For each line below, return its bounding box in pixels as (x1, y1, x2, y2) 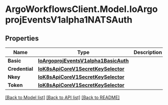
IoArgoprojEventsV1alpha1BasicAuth (37, 57, 129, 64)
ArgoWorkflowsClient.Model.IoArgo (5, 3, 158, 15)
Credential (7, 65, 33, 72)
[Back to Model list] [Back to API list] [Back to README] (5, 94, 120, 100)
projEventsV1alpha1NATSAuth (5, 14, 132, 25)
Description (133, 49, 162, 55)
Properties (5, 34, 39, 42)
